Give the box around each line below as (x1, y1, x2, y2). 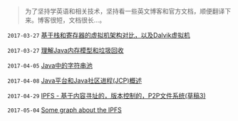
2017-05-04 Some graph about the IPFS (7, 106, 123, 114)
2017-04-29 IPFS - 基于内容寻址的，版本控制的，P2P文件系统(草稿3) (7, 92, 207, 100)
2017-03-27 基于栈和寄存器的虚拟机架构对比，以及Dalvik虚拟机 (7, 31, 190, 39)
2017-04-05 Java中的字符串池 (7, 61, 93, 70)
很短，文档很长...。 (49, 16, 105, 24)
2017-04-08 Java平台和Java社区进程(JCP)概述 (7, 76, 143, 85)
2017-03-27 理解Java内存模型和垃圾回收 (7, 46, 124, 54)
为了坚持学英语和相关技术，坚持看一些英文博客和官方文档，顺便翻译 (24, 7, 225, 15)
